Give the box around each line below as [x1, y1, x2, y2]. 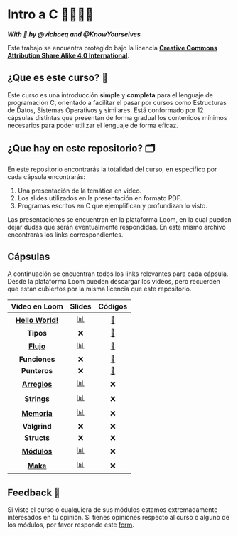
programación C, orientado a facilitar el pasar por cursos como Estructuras [7, 98, 227, 107]
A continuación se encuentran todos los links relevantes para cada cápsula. [7, 269, 229, 278]
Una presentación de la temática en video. [17, 186, 142, 195]
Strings [24, 394, 50, 404]
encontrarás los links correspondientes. [7, 230, 124, 239]
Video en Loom [11, 301, 64, 311]
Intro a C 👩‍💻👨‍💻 [7, 6, 94, 23]
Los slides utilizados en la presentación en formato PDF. [17, 193, 183, 202]
